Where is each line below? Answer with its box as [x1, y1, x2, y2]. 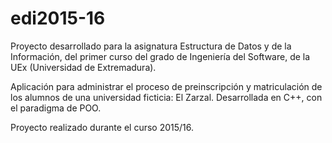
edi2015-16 [10, 7, 106, 30]
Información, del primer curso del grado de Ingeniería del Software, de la [10, 50, 311, 62]
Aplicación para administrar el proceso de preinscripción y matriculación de [10, 80, 323, 92]
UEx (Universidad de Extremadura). [10, 61, 157, 73]
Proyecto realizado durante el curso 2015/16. [10, 121, 195, 133]
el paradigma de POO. [10, 102, 102, 114]
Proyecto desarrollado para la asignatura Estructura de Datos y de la [10, 40, 292, 52]
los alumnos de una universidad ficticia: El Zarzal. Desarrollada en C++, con [10, 91, 323, 103]
